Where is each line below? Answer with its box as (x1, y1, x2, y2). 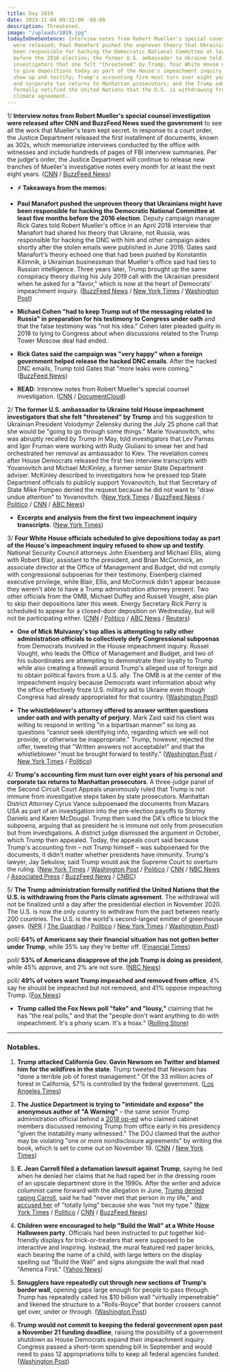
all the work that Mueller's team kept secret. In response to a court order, (7, 126, 214, 134)
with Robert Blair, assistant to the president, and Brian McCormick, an (7, 556, 203, 564)
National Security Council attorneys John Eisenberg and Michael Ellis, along (7, 549, 221, 556)
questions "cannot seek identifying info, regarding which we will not (16, 728, 209, 736)
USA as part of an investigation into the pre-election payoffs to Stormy (7, 807, 206, 815)
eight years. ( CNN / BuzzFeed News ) (7, 170, 112, 178)
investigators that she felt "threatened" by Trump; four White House (13, 61, 219, 68)
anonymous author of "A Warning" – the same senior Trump (16, 1107, 190, 1116)
